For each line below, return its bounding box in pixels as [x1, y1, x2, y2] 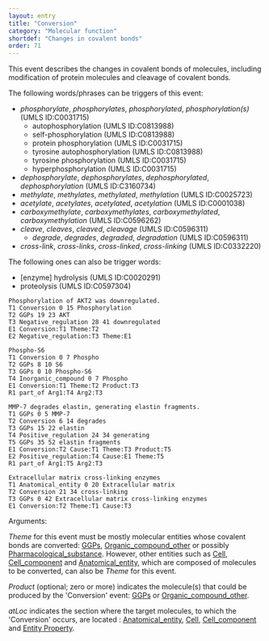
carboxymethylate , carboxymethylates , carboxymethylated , [19, 207, 221, 217]
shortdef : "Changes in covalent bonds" [8, 34, 143, 43]
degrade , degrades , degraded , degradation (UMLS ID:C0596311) [32, 233, 249, 242]
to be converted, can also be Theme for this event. [8, 567, 177, 576]
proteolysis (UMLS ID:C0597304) [19, 281, 132, 291]
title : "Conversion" [8, 19, 78, 27]
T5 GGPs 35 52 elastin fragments [8, 438, 121, 447]
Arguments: [8, 517, 48, 526]
